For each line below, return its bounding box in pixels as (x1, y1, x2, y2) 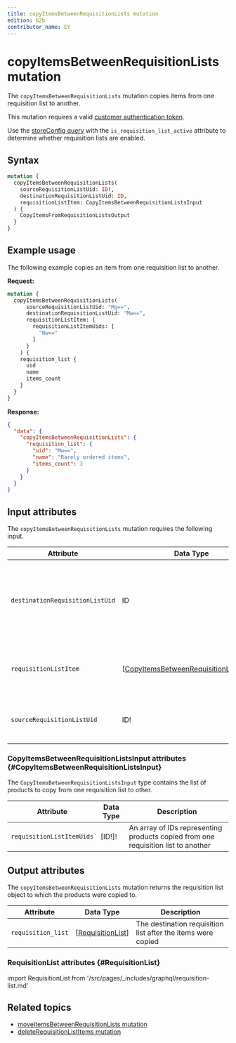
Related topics (7, 1002, 72, 1014)
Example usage (7, 244, 76, 256)
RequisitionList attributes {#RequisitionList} (7, 958, 160, 968)
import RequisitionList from (7, 973, 86, 982)
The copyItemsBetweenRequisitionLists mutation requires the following (7, 525, 213, 533)
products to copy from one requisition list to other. (7, 786, 152, 794)
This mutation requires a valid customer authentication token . (7, 113, 185, 122)
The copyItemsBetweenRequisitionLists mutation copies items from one (7, 92, 215, 100)
